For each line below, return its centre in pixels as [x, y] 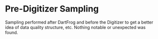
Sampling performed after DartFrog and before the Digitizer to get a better [79, 22]
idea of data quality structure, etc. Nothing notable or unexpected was [75, 27]
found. [12, 32]
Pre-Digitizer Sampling [52, 9]
